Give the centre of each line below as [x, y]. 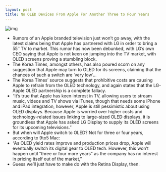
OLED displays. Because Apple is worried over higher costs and [77, 111]
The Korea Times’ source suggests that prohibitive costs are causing [82, 80]
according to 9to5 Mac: [36, 138]
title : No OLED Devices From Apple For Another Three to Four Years [77, 14]
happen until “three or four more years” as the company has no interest [85, 153]
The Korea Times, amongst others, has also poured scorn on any [79, 64]
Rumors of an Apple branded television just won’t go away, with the [81, 38]
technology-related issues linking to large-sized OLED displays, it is [81, 117]
